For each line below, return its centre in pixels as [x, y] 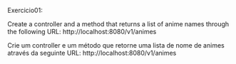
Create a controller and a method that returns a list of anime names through [118, 24]
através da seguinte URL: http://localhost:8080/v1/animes [92, 53]
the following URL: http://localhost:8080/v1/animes [82, 32]
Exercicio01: [25, 10]
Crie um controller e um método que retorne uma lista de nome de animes [116, 45]
